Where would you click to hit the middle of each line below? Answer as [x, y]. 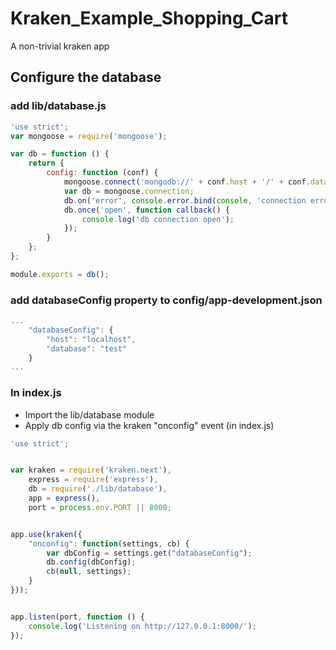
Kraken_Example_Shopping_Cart [149, 18]
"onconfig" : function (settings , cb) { [109, 543]
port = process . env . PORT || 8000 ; [100, 507]
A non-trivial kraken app [60, 46]
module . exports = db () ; [60, 274]
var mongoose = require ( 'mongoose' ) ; [89, 136]
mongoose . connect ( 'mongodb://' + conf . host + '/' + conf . [187, 182]
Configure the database [86, 77]
